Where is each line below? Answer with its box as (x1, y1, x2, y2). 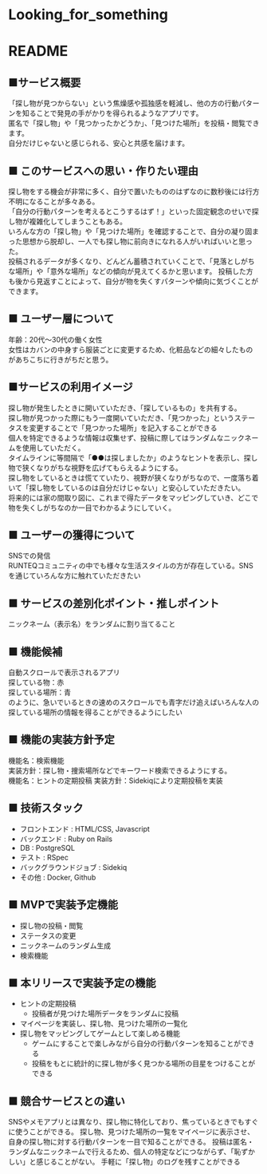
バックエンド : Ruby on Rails (19, 834, 113, 844)
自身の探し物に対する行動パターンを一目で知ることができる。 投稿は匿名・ (8, 1137, 254, 1147)
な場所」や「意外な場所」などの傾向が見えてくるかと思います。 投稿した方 (8, 267, 253, 276)
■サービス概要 (8, 76, 81, 89)
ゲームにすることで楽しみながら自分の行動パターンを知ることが (31, 1039, 241, 1049)
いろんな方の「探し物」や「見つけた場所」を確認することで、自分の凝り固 (8, 227, 253, 236)
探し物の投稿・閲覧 (19, 920, 84, 931)
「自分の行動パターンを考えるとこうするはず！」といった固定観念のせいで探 (8, 207, 259, 216)
